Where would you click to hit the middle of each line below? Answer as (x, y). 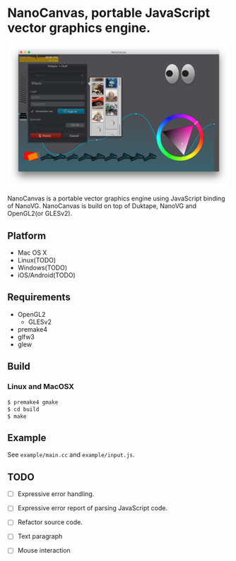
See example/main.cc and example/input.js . (71, 455)
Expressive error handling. (56, 494)
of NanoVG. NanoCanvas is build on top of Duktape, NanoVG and (102, 206)
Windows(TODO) (42, 268)
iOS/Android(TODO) (46, 275)
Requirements (39, 297)
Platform (27, 235)
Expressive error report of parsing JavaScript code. (93, 508)
